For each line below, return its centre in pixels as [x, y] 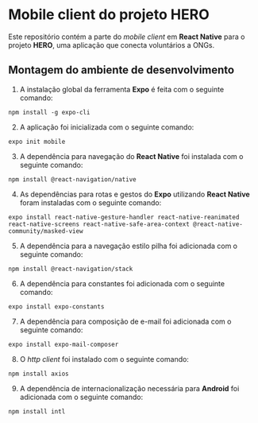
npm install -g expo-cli [49, 112]
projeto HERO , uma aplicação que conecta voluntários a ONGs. [112, 45]
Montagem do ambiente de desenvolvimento [121, 70]
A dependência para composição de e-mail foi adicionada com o [125, 321]
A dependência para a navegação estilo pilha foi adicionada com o [129, 246]
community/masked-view [46, 231]
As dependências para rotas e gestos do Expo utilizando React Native [135, 194]
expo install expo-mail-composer [64, 344]
